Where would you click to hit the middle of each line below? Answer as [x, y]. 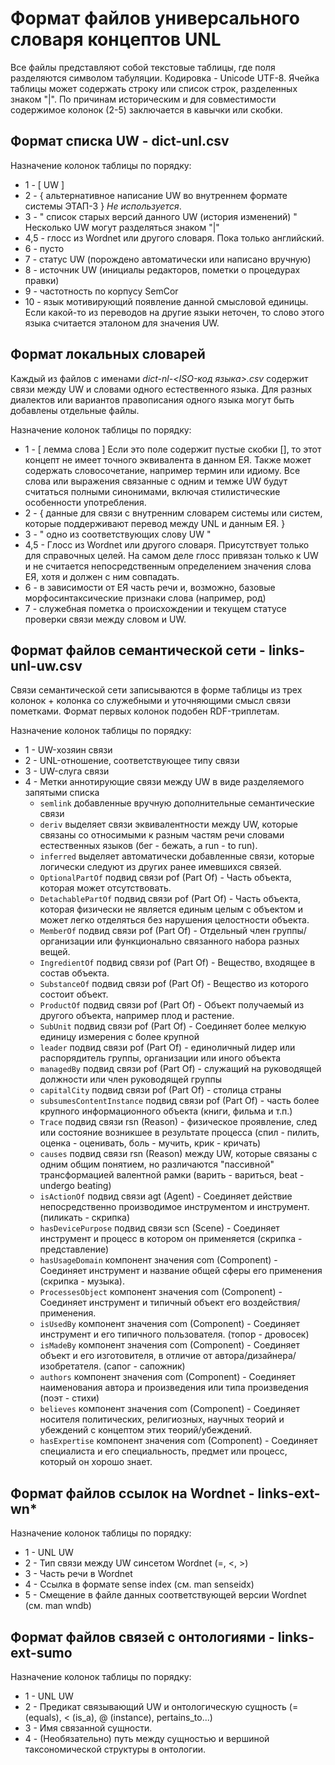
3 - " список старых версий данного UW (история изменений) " [161, 216]
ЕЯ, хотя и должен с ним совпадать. [102, 576]
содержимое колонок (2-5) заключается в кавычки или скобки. [146, 109]
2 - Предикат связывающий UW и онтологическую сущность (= [161, 1706]
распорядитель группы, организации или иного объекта [160, 1058]
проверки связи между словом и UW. [105, 619]
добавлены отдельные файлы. [75, 410]
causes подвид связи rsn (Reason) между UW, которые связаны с [178, 1154]
